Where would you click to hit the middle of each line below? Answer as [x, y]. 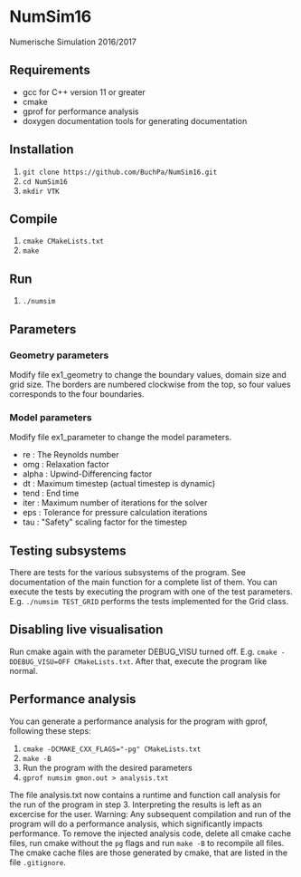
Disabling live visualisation [86, 630]
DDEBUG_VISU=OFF [40, 662]
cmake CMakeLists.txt [63, 242]
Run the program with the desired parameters [107, 767]
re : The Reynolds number [71, 455]
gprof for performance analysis [80, 111]
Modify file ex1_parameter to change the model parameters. [121, 438]
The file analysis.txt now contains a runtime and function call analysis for [145, 795]
